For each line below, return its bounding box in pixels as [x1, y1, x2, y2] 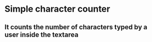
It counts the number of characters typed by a [4, 23, 148, 31]
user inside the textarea [4, 30, 79, 39]
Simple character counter [4, 3, 110, 15]
